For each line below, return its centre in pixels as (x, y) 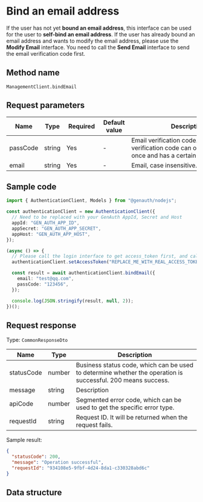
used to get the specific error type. (125, 407)
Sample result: (24, 440)
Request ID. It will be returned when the (132, 418)
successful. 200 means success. (123, 380)
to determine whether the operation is (129, 373)
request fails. (94, 425)
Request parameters (46, 105)
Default (114, 122)
